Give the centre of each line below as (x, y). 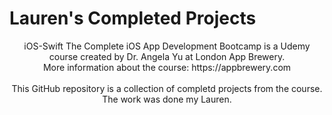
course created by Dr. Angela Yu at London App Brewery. (167, 56)
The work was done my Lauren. (167, 99)
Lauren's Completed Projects (133, 18)
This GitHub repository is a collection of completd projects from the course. (167, 88)
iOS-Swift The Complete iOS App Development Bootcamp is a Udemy (167, 46)
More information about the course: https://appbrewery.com (167, 67)
